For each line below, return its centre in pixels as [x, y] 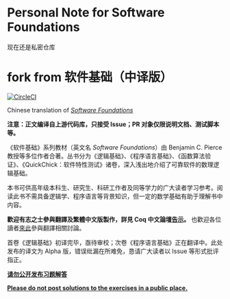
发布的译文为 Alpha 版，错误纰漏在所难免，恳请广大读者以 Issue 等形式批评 [113, 251]
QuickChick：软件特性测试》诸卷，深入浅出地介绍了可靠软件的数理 [119, 164]
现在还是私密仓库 [31, 47]
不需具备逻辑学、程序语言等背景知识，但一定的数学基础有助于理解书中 [124, 196]
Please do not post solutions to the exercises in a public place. [98, 288]
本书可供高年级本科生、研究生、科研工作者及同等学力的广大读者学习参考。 [112, 187]
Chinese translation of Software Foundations [70, 110]
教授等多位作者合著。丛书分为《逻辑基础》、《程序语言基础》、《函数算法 [106, 156]
